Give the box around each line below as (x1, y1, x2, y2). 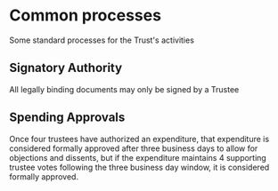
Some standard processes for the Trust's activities (9, 35, 194, 45)
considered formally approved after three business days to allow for (9, 143, 258, 154)
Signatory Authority (9, 60, 123, 76)
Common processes (9, 5, 162, 26)
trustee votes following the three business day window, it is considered (9, 162, 270, 172)
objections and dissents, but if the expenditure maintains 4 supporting (9, 152, 267, 163)
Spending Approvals (9, 110, 126, 125)
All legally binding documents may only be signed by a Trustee (9, 84, 240, 94)
